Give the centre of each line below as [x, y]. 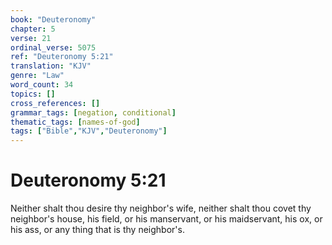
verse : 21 [31, 38]
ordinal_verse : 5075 [53, 47]
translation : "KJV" [51, 66]
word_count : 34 [42, 85]
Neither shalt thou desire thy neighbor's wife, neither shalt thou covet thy [161, 208]
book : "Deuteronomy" [53, 19]
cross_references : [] [55, 103]
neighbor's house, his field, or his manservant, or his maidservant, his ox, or [166, 219]
